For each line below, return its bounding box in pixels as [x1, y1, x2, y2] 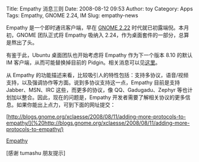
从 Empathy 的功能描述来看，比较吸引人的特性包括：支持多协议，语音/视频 [6, 72, 189, 78]
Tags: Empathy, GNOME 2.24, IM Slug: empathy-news [6, 12, 138, 19]
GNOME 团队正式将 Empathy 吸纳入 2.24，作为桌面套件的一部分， [16, 31, 179, 39]
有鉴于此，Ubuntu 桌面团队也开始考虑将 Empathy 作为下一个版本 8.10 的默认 [6, 52, 193, 58]
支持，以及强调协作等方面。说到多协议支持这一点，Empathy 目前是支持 [6, 79, 180, 86]
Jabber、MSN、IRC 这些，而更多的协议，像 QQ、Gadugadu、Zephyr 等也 [6, 87, 188, 93]
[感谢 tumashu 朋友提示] [6, 150, 66, 156]
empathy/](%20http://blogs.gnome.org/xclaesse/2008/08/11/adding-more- [6, 119, 190, 126]
